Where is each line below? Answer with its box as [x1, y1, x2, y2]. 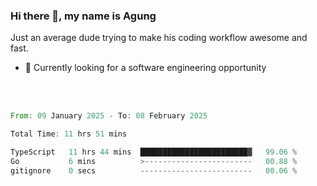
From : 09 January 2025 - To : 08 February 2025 [10, 111, 208, 121]
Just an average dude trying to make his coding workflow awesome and [10, 32, 308, 44]
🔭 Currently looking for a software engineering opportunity [24, 62, 267, 74]
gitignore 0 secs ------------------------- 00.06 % [10, 165, 298, 176]
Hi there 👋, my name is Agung [10, 9, 157, 23]
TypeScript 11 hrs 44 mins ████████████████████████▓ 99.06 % [10, 147, 298, 158]
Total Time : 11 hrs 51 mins [10, 129, 128, 139]
